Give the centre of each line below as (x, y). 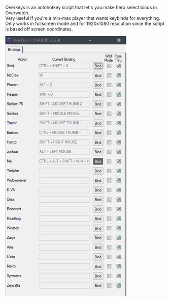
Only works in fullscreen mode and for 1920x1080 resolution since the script (85, 23)
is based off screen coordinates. (39, 29)
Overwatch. (17, 13)
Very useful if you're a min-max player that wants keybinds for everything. (83, 18)
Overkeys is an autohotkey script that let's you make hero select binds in (81, 7)
